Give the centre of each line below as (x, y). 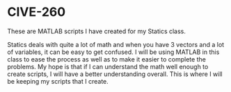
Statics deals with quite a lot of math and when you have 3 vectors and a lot (116, 44)
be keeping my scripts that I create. (58, 81)
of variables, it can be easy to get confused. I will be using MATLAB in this (113, 52)
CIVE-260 (37, 12)
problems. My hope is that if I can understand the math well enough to (108, 66)
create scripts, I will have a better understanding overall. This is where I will (115, 74)
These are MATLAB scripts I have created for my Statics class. (97, 31)
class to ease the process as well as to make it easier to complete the (107, 59)
